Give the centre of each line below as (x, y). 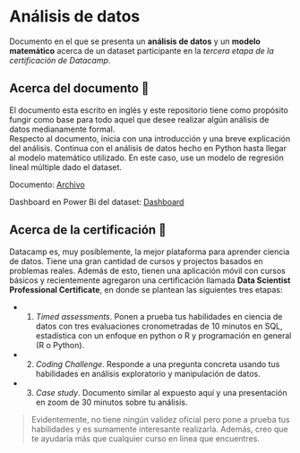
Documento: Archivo (47, 184)
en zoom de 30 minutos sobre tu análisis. (111, 402)
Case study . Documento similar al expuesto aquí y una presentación (161, 392)
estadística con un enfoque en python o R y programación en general (163, 335)
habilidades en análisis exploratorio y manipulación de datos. (148, 373)
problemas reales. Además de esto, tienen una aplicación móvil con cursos (148, 270)
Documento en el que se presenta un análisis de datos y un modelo (135, 41)
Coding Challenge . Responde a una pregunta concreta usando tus (158, 363)
